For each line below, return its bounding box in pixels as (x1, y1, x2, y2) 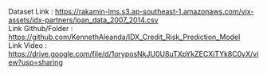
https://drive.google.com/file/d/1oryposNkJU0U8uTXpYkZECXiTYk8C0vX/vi (8, 49, 259, 58)
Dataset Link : (8, 7, 53, 16)
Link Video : (8, 41, 48, 50)
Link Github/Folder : (8, 24, 73, 33)
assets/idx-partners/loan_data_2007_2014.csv (8, 15, 159, 25)
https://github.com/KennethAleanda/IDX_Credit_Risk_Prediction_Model (8, 32, 241, 41)
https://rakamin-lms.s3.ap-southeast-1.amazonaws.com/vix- (54, 7, 254, 16)
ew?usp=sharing (8, 57, 64, 67)
